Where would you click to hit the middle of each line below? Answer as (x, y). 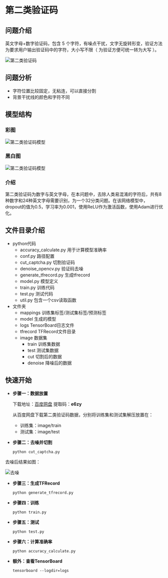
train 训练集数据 (44, 344)
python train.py (29, 512)
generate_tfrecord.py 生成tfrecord (55, 275)
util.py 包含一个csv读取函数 (48, 300)
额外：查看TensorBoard (37, 561)
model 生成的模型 (38, 319)
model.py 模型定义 (39, 281)
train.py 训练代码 (37, 287)
